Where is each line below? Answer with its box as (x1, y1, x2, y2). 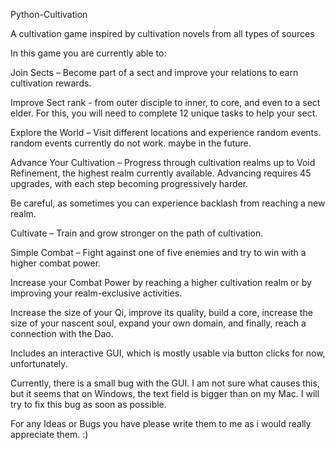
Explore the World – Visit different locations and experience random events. (10, 127, 322, 138)
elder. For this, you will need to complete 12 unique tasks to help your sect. (10, 107, 318, 119)
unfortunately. (10, 358, 68, 369)
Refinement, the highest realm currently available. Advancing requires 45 (10, 167, 312, 179)
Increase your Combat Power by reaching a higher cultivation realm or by (10, 277, 312, 288)
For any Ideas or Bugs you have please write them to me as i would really (10, 418, 312, 429)
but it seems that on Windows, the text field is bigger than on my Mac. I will (10, 388, 320, 399)
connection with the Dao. (10, 328, 114, 339)
